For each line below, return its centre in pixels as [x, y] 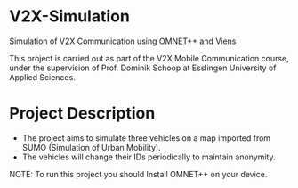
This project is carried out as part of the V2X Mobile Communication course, [149, 58]
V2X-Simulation [70, 16]
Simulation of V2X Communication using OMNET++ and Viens [123, 41]
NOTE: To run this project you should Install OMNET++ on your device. [138, 174]
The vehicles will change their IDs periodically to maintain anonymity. [149, 157]
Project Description [82, 114]
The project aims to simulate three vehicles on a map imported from [146, 138]
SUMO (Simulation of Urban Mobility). [92, 147]
